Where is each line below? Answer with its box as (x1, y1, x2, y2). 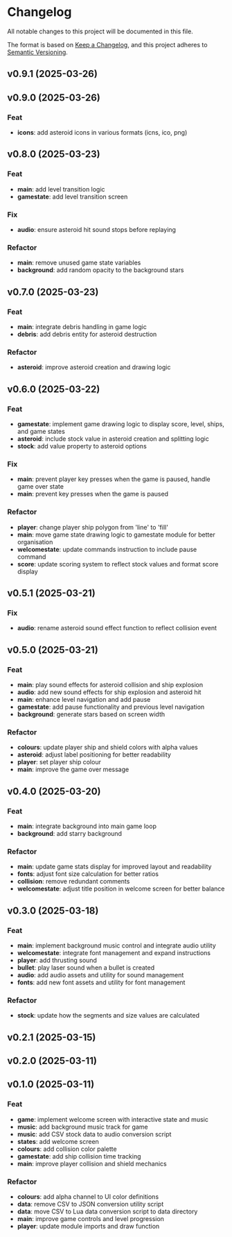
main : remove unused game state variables (17, 258, 141, 267)
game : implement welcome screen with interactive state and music (17, 1115, 209, 1123)
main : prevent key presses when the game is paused (17, 490, 168, 498)
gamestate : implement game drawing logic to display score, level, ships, (17, 419, 225, 428)
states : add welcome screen (17, 1137, 99, 1145)
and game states (17, 427, 66, 435)
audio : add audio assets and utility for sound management (17, 970, 184, 979)
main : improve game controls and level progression (17, 1214, 165, 1222)
